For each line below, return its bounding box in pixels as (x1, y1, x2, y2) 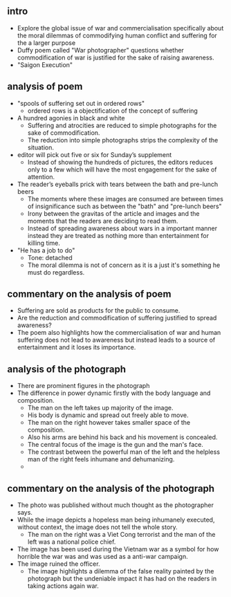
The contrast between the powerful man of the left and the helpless (27, 448, 220, 456)
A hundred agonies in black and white (17, 113, 125, 122)
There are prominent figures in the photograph (17, 382, 150, 390)
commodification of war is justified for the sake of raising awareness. (17, 53, 214, 62)
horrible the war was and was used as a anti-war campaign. (17, 553, 188, 561)
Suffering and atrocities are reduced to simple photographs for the (27, 121, 217, 129)
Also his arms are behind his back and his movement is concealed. (27, 433, 218, 441)
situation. (27, 143, 54, 151)
